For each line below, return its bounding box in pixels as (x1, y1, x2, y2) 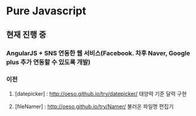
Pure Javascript (6, 4, 87, 18)
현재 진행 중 (6, 29, 47, 39)
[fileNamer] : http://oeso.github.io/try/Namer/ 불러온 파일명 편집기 (14, 103, 174, 110)
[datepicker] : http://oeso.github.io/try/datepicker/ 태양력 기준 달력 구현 (14, 90, 187, 97)
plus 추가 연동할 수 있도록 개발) (6, 58, 91, 66)
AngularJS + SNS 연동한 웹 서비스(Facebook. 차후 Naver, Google (6, 49, 190, 57)
